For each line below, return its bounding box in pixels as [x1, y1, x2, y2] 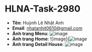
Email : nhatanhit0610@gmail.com [12, 25, 82, 31]
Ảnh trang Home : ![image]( [12, 36, 70, 42]
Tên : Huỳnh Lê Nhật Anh [12, 20, 64, 26]
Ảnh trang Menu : [12, 30, 49, 36]
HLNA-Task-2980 [5, 3, 81, 15]
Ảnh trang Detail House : [12, 41, 64, 47]
